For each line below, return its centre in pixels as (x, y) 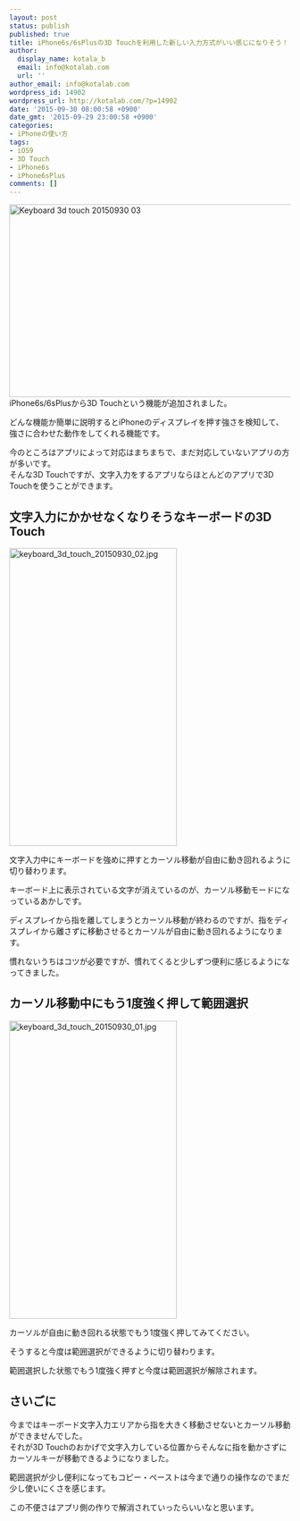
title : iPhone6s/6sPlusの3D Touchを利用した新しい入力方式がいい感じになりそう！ (149, 42)
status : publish (39, 26)
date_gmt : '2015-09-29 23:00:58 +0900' (83, 117)
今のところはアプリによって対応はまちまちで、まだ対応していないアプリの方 (150, 452)
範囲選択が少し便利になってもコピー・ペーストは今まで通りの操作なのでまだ (150, 1477)
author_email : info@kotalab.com (69, 84)
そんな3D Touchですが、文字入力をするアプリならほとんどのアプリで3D (142, 475)
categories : (31, 126)
